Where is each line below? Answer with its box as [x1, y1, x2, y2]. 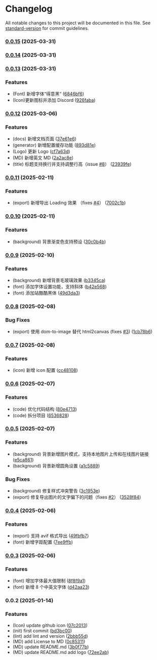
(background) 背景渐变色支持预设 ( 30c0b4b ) [12, 239, 106, 245]
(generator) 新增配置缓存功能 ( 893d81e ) [12, 142, 96, 148]
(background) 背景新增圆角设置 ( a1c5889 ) [12, 462, 100, 469]
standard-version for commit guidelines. [5, 25, 89, 31]
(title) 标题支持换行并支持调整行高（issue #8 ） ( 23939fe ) [12, 161, 132, 167]
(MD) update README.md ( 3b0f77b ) [12, 644, 89, 650]
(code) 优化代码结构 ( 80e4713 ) [12, 406, 77, 412]
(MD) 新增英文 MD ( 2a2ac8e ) [12, 155, 74, 161]
